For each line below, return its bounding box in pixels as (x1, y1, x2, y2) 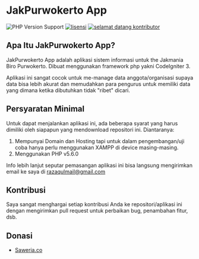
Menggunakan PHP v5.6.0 (14, 150, 79, 157)
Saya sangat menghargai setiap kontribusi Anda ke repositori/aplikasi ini (6, 201, 182, 208)
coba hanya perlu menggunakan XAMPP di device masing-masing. (14, 144, 179, 151)
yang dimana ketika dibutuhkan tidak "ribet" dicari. (6, 87, 131, 94)
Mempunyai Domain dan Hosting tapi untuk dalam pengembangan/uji (14, 137, 185, 144)
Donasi (6, 230, 33, 241)
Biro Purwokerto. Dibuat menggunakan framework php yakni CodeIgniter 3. (6, 62, 191, 70)
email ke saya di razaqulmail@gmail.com (6, 168, 106, 175)
